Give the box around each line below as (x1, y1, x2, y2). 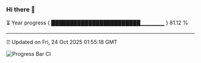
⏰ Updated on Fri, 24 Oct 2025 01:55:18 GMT (6, 39, 118, 46)
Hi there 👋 (6, 5, 36, 14)
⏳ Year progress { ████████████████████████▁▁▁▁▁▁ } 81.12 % (6, 19, 188, 26)
